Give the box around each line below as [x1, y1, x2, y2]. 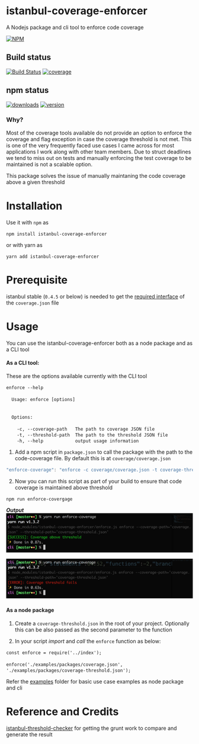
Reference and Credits [6, 705, 119, 718]
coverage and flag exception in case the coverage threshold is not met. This [6, 135, 192, 143]
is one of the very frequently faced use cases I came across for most [6, 142, 175, 149]
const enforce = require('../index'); [6, 650, 102, 656]
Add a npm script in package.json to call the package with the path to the [14, 448, 193, 456]
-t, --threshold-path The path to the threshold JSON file [17, 432, 168, 438]
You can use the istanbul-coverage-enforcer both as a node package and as [6, 339, 193, 347]
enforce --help [6, 384, 44, 390]
